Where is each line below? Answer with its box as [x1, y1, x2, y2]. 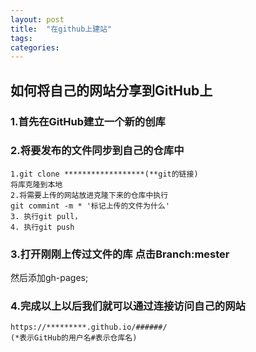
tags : [10, 33, 33, 43]
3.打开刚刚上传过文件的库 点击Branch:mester [10, 247, 230, 261]
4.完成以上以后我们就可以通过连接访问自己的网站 [10, 299, 246, 313]
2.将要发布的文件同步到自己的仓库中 [10, 144, 185, 158]
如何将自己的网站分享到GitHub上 [10, 82, 213, 99]
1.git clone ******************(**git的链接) [10, 169, 199, 179]
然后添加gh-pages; [10, 272, 89, 284]
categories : [10, 42, 60, 53]
